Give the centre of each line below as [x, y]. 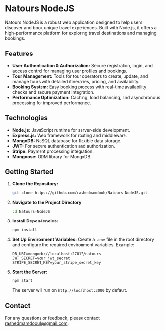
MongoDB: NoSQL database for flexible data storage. [67, 140]
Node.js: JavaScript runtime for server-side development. [71, 130]
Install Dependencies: [35, 221]
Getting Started [29, 172]
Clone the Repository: [35, 184]
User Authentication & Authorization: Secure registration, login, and [82, 65]
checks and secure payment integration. [53, 92]
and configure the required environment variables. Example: [73, 245]
